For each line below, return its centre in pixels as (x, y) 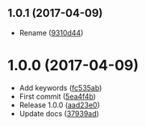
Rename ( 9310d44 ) (51, 32)
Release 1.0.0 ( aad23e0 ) (59, 105)
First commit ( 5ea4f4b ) (57, 96)
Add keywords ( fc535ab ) (60, 87)
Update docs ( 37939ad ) (59, 113)
